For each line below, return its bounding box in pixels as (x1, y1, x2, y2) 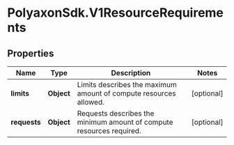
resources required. (77, 126, 141, 135)
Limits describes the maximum (77, 80, 178, 89)
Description (111, 68, 151, 77)
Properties (7, 47, 54, 59)
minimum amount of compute (77, 117, 173, 127)
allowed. (77, 98, 104, 107)
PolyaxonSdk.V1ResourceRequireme (7, 5, 224, 21)
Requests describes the (77, 109, 155, 118)
